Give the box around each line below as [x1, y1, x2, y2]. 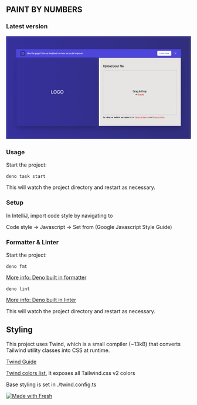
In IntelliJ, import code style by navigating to [6, 212, 113, 219]
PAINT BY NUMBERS [6, 5, 83, 15]
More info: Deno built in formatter [6, 274, 87, 281]
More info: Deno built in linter [6, 296, 76, 303]
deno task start [6, 174, 46, 180]
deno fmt [6, 263, 28, 270]
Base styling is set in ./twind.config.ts [6, 381, 97, 388]
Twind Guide [6, 358, 37, 365]
